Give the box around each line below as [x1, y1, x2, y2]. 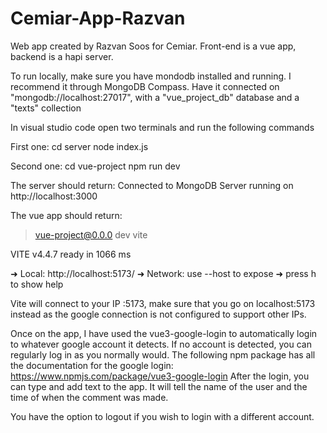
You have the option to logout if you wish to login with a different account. [10, 410, 315, 422]
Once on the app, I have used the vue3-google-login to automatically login [10, 327, 318, 339]
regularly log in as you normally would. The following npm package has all [10, 348, 316, 361]
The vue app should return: [10, 209, 123, 221]
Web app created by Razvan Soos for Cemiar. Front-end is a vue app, [10, 40, 297, 52]
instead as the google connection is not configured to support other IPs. [10, 308, 307, 320]
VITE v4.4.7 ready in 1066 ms [10, 248, 132, 260]
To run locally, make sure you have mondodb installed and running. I [10, 70, 292, 82]
